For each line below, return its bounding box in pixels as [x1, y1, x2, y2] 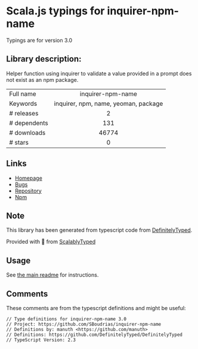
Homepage [14, 174, 43, 182]
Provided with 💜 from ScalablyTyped [6, 238, 96, 246]
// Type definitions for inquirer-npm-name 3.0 [6, 316, 127, 322]
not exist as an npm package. [6, 76, 79, 83]
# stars [9, 138, 29, 146]
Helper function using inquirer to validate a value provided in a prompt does [6, 70, 192, 77]
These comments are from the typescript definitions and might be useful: [6, 305, 186, 311]
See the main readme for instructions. [6, 271, 99, 278]
